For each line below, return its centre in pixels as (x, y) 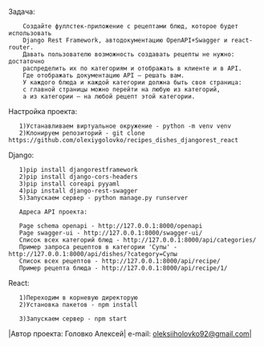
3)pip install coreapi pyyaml (69, 184)
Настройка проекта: (43, 111)
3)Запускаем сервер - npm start (73, 319)
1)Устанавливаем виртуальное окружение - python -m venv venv (125, 126)
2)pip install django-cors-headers (78, 177)
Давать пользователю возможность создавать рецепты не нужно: (129, 55)
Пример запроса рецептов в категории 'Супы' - (98, 247)
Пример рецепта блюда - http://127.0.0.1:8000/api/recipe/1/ (123, 268)
